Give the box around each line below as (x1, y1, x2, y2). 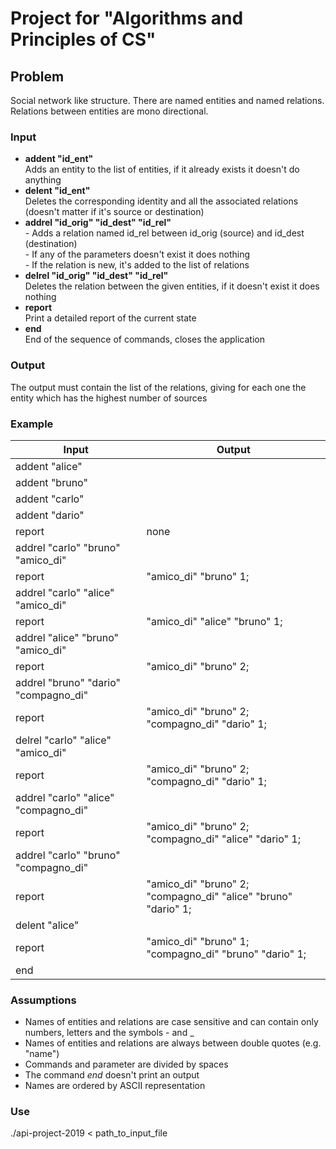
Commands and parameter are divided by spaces (24, 1058, 229, 1071)
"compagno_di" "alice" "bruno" (146, 889, 293, 903)
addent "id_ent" (24, 153, 94, 165)
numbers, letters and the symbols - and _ (24, 1027, 195, 1039)
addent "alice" (15, 459, 83, 473)
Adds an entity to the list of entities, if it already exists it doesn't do (24, 163, 300, 176)
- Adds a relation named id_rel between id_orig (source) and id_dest (24, 227, 305, 239)
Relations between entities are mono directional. (10, 105, 209, 117)
